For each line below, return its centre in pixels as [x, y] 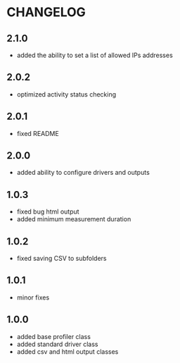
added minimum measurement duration [74, 219]
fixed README [38, 133]
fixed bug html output [48, 211]
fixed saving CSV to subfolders [62, 259]
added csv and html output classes [67, 351]
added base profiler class [53, 336]
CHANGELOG [46, 12]
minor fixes [33, 297]
